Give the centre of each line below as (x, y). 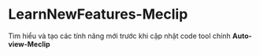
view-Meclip (29, 44)
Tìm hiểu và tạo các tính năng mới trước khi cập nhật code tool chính (119, 36)
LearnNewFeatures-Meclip (98, 14)
